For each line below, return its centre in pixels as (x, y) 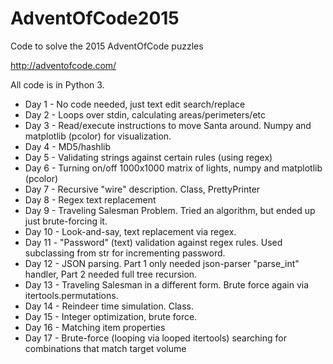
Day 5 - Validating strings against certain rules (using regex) (148, 157)
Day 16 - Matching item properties (95, 327)
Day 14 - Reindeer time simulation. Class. (109, 306)
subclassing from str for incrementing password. (125, 253)
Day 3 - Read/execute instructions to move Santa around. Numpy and (168, 125)
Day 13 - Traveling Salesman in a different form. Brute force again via (167, 284)
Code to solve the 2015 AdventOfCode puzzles (107, 46)
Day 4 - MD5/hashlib (67, 146)
